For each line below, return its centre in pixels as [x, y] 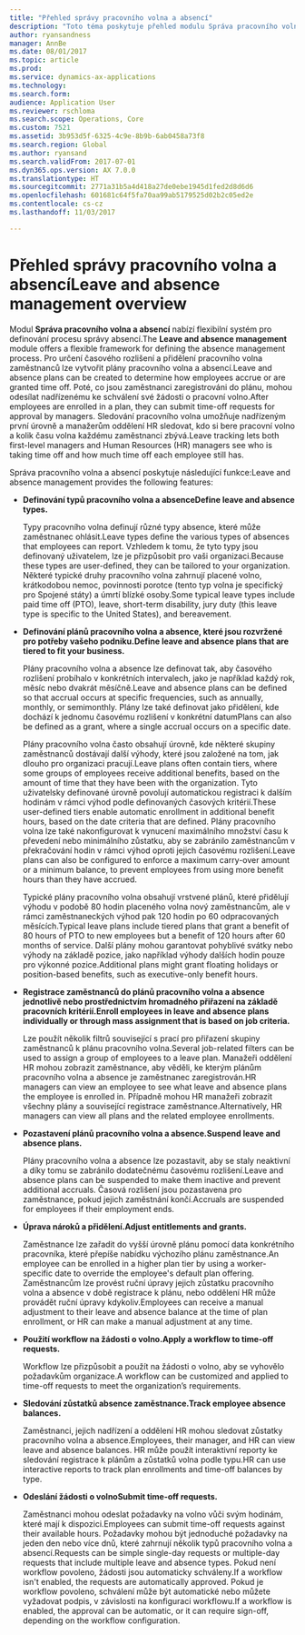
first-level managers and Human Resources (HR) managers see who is [141, 445]
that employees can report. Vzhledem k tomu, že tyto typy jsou [140, 546]
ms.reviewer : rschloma [52, 111]
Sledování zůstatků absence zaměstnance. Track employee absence [154, 1403]
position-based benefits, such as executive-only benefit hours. [140, 974]
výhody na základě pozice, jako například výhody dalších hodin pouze [154, 955]
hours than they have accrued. [80, 879]
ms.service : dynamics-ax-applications [83, 77]
